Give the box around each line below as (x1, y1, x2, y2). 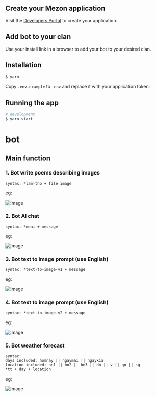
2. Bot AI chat (5, 212, 39, 219)
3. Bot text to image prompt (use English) (5, 255, 109, 262)
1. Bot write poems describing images (5, 169, 100, 177)
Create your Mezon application (5, 4, 106, 13)
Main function (5, 154, 51, 163)
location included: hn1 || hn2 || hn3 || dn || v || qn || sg (5, 362, 140, 367)
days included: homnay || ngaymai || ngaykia (5, 358, 103, 363)
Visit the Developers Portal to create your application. (5, 17, 118, 23)
